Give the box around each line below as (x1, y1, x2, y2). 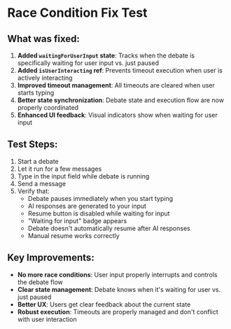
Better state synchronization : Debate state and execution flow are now (17, 96, 224, 104)
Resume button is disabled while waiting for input (27, 209, 170, 218)
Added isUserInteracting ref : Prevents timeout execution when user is (17, 66, 223, 74)
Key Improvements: (7, 252, 94, 264)
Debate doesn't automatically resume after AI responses (27, 224, 190, 232)
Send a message (17, 179, 66, 188)
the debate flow (17, 278, 63, 286)
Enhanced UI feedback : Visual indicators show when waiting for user (17, 111, 218, 119)
